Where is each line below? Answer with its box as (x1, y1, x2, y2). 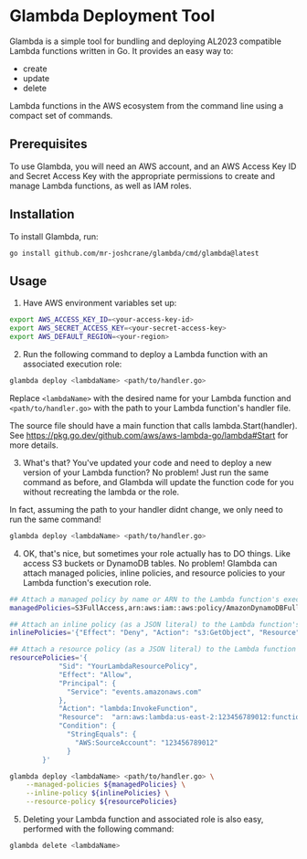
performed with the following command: (22, 823, 175, 834)
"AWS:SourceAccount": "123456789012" (74, 737, 219, 748)
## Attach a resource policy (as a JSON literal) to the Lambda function (9, 645, 297, 654)
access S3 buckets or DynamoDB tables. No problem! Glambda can (22, 557, 278, 568)
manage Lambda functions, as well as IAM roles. (9, 180, 192, 191)
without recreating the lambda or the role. (22, 486, 180, 497)
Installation (9, 207, 75, 222)
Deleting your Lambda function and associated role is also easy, (22, 814, 264, 824)
